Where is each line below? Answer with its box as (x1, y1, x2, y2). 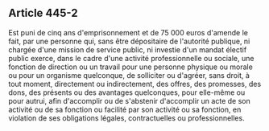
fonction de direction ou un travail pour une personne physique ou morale (8, 62, 254, 72)
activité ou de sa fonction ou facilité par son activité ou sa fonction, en (8, 104, 242, 114)
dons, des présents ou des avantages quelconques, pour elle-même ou (8, 88, 246, 97)
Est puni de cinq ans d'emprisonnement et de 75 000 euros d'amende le (8, 27, 248, 37)
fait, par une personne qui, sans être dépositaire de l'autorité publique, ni (8, 36, 250, 46)
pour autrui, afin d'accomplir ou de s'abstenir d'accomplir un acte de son (8, 96, 251, 105)
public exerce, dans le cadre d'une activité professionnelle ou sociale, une (8, 53, 255, 63)
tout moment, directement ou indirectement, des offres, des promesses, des (8, 79, 262, 88)
